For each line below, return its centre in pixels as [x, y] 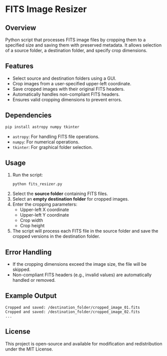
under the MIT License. [29, 349]
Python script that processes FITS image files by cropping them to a [75, 40]
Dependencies [28, 116]
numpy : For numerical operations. [46, 142]
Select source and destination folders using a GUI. [64, 78]
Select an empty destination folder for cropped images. [71, 199]
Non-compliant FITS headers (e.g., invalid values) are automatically [82, 275]
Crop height [32, 226]
